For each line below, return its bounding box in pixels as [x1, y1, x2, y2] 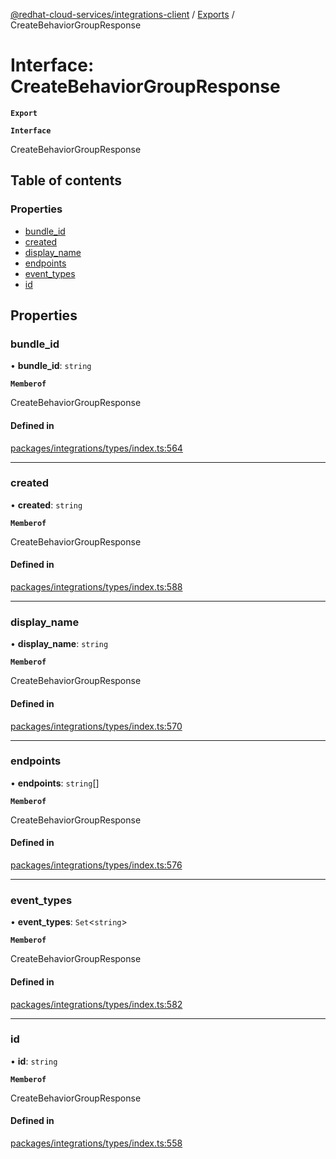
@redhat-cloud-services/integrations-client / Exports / [10, 9, 235, 20]
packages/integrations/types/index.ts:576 [10, 859, 183, 871]
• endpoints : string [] [10, 777, 100, 789]
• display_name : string [10, 638, 109, 650]
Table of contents [10, 172, 122, 189]
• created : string [10, 499, 83, 511]
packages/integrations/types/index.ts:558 [10, 1137, 183, 1149]
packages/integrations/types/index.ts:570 [10, 720, 183, 732]
